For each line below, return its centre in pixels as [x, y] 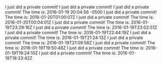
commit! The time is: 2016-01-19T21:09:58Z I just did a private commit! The [80, 43]
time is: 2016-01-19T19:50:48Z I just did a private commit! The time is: [75, 48]
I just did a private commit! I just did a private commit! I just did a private [77, 7]
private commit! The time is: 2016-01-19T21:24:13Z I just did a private [74, 38]
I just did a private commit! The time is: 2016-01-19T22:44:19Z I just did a [78, 32]
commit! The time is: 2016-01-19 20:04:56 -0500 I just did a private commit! [81, 12]
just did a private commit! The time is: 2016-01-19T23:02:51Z [96, 27]
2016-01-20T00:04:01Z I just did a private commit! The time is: [68, 22]
